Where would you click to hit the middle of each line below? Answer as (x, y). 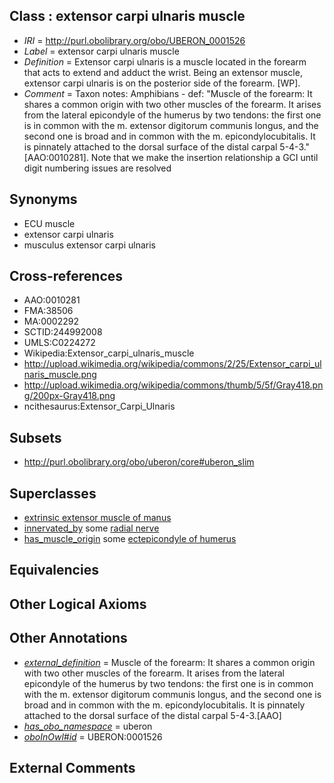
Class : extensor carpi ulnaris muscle (127, 16)
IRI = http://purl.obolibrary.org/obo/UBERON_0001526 (134, 40)
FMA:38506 (48, 311)
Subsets (35, 437)
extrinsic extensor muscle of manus (97, 518)
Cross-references (66, 276)
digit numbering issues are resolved (97, 168)
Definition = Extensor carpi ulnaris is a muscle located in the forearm (165, 61)
